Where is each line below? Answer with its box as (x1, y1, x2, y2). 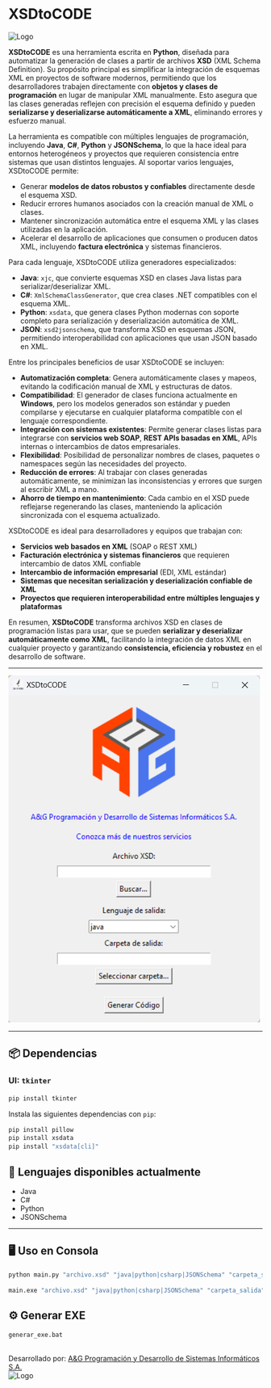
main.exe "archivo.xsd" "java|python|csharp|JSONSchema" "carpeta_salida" (8, 1286, 265, 1294)
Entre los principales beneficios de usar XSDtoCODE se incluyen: (8, 357, 224, 367)
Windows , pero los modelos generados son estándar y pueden (19, 398, 231, 408)
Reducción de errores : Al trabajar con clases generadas (19, 467, 208, 477)
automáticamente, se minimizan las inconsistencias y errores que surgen (19, 476, 263, 486)
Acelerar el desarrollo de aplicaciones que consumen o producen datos (19, 233, 258, 242)
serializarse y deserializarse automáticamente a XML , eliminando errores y (8, 107, 263, 117)
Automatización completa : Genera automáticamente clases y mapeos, (19, 372, 257, 382)
